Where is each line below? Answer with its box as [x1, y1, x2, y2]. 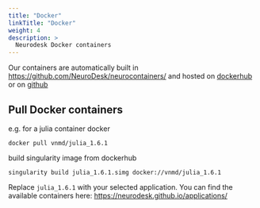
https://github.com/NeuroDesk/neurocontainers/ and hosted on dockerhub [8, 71, 253, 81]
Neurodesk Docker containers [15, 41, 112, 49]
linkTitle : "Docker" [8, 19, 77, 27]
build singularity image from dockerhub [8, 152, 137, 163]
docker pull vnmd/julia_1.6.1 [8, 139, 109, 147]
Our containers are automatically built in [8, 63, 139, 72]
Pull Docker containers [8, 102, 124, 116]
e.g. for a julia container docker [8, 124, 111, 133]
